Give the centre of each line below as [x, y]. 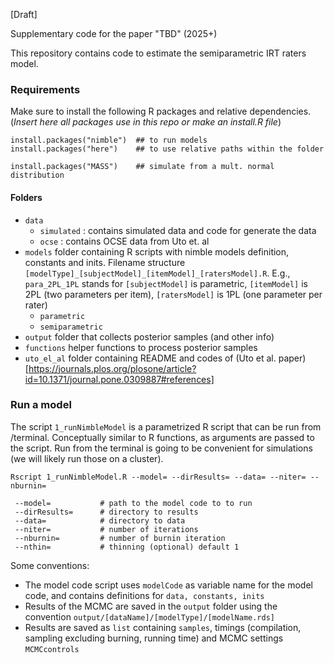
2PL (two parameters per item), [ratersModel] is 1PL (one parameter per [173, 294]
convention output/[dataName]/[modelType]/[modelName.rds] [150, 616]
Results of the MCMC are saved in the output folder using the [151, 606]
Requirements [45, 89]
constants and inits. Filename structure [105, 262]
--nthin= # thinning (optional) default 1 [127, 547]
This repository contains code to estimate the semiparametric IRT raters [158, 53]
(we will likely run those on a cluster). [87, 458]
